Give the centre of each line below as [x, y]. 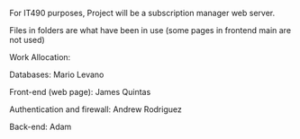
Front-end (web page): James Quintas [80, 92]
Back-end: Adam [41, 126]
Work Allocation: [40, 57]
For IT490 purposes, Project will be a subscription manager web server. [142, 13]
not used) [27, 40]
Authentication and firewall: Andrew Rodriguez [95, 109]
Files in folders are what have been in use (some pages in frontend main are [150, 30]
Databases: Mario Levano [57, 74]
